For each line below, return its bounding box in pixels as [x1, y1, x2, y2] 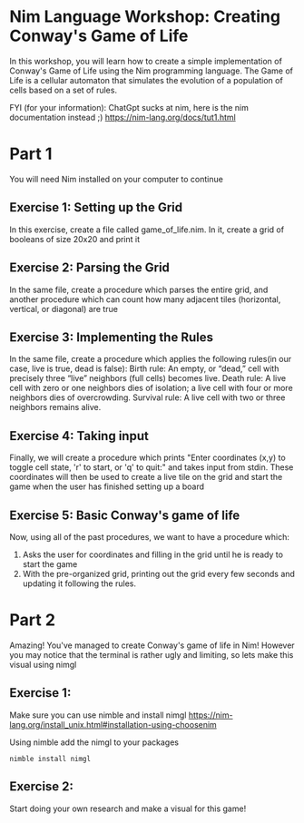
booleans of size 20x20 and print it [9, 233, 141, 244]
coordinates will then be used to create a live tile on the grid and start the [9, 472, 283, 483]
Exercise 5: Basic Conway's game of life [9, 507, 240, 523]
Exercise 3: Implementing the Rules [9, 329, 213, 345]
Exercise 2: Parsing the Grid [9, 260, 171, 276]
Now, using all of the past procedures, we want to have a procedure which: [9, 531, 290, 542]
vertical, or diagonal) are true [9, 303, 118, 314]
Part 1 [9, 143, 53, 164]
